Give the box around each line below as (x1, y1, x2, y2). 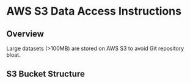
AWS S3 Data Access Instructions (6, 4, 182, 18)
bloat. (6, 51, 21, 59)
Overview (6, 29, 45, 39)
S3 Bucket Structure (6, 69, 86, 79)
